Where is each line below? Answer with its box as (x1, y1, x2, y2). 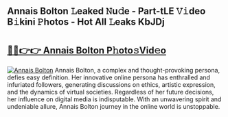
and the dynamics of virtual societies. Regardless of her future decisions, (7, 88, 214, 96)
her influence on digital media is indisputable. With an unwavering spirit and (7, 95, 222, 103)
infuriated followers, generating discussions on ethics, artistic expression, (7, 81, 216, 88)
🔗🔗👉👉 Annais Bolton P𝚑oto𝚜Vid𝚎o (7, 44, 167, 56)
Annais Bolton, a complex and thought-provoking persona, (54, 66, 220, 74)
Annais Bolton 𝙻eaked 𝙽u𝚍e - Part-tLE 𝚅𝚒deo (7, 5, 206, 17)
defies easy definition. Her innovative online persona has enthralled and (7, 73, 211, 81)
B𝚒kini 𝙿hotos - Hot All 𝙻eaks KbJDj (7, 16, 165, 28)
